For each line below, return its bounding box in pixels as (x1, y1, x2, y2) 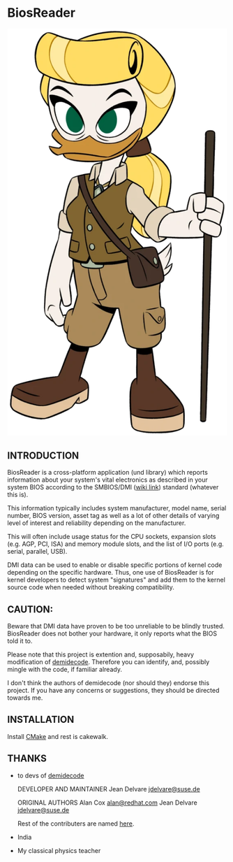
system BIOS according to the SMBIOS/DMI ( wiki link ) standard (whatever (7, 483, 219, 491)
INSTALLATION (7, 714, 75, 726)
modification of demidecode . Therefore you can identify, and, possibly (7, 657, 210, 666)
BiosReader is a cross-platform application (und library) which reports (7, 468, 208, 477)
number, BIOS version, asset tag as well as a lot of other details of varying (7, 512, 220, 520)
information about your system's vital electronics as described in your (7, 475, 208, 484)
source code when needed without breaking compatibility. (7, 583, 174, 591)
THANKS (7, 753, 47, 765)
